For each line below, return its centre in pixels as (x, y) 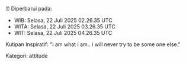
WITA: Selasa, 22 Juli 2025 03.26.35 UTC (65, 27)
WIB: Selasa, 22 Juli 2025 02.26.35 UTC (63, 20)
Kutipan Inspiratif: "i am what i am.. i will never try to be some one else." (93, 44)
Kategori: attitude (27, 56)
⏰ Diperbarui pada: (29, 9)
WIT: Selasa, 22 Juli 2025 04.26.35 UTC (63, 33)
